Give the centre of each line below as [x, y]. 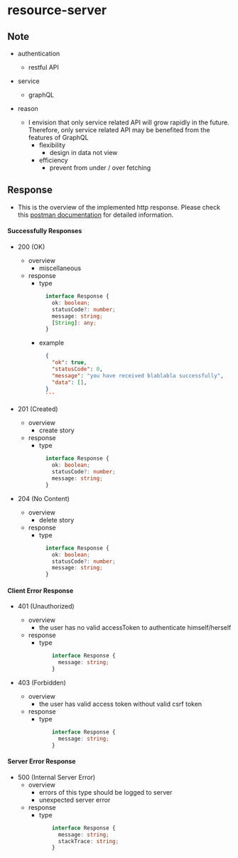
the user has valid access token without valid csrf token [120, 704]
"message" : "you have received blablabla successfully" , [138, 375]
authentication [39, 53]
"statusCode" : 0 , [77, 369]
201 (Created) [38, 409]
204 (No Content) [43, 498]
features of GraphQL [58, 138]
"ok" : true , [70, 363]
